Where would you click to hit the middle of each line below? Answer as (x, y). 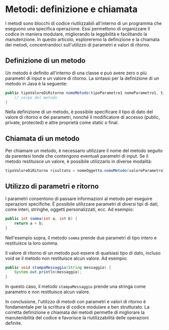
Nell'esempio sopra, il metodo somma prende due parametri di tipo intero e (81, 238)
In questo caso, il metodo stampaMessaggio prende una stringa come (75, 287)
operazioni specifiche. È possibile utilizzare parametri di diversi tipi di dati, (82, 204)
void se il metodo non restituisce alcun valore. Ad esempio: (66, 258)
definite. (14, 323)
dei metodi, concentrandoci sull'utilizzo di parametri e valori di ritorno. (78, 44)
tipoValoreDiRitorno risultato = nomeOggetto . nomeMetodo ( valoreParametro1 (85, 171)
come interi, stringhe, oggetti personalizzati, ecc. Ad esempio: (70, 209)
